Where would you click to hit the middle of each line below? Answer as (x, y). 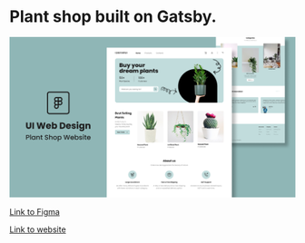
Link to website (38, 229)
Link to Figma (35, 211)
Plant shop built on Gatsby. (113, 17)
